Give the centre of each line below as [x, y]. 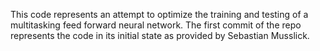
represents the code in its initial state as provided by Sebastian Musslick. [160, 35]
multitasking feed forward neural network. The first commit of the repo [156, 25]
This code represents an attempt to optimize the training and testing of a [159, 14]
